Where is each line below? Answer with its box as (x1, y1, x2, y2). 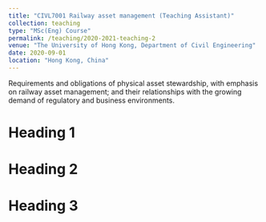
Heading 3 (8, 197, 79, 215)
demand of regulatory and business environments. (8, 95, 175, 105)
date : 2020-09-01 (8, 49, 66, 57)
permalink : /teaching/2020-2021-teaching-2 (8, 34, 156, 42)
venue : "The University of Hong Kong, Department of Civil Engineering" (8, 42, 256, 50)
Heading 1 (8, 123, 76, 142)
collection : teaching (8, 19, 81, 27)
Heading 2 (8, 160, 79, 179)
